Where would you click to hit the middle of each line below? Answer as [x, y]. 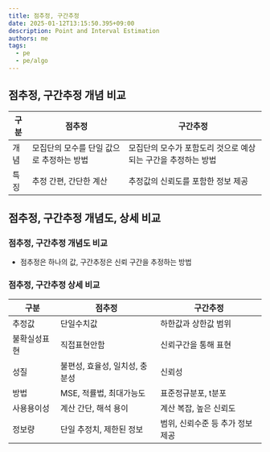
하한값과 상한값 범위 [196, 323]
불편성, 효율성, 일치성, [99, 366]
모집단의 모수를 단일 [67, 147]
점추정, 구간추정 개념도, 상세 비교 [85, 218]
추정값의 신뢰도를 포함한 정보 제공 [188, 180]
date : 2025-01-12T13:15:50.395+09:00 [72, 23]
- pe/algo [32, 61]
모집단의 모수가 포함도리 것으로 [184, 147]
